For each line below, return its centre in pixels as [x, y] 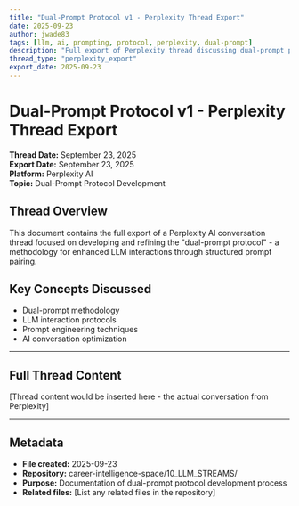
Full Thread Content [65, 375]
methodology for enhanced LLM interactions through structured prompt [141, 251]
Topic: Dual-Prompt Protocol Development [88, 183]
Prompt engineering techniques [80, 330]
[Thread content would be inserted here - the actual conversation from [139, 396]
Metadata [36, 442]
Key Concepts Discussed [81, 289]
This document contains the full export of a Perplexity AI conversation [137, 233]
